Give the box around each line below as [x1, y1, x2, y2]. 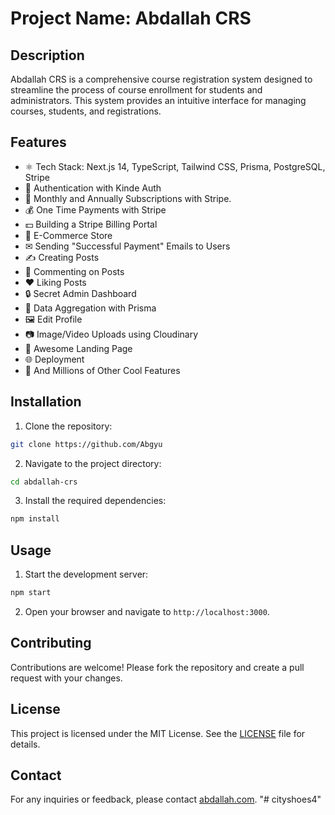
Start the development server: [24, 568, 149, 581]
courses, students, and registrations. [10, 105, 162, 117]
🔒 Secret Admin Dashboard [24, 287, 137, 299]
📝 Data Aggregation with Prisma [24, 302, 157, 314]
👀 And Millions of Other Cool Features [24, 364, 181, 376]
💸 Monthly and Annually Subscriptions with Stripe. [24, 192, 232, 204]
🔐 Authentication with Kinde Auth [24, 182, 162, 194]
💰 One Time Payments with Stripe [24, 203, 167, 216]
